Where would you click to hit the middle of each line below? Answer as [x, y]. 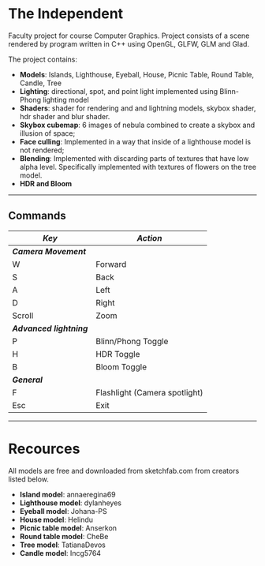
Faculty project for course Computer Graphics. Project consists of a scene [129, 36]
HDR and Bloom [46, 183]
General [28, 380]
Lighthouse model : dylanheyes [71, 503]
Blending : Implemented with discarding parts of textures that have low [134, 158]
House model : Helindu [56, 519]
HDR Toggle [118, 354]
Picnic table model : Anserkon [68, 528]
